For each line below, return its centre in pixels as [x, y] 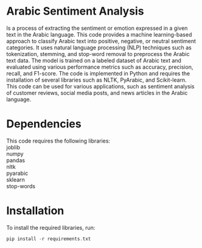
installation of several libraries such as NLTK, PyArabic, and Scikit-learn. [96, 80]
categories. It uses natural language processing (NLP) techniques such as [99, 48]
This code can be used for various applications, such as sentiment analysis [100, 86]
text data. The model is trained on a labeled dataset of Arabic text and [94, 60]
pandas [16, 160]
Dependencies [44, 124]
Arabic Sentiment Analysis [75, 11]
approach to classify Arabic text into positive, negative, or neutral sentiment [101, 41]
